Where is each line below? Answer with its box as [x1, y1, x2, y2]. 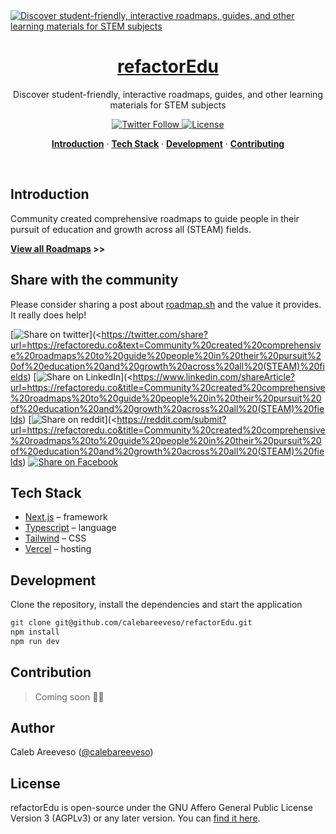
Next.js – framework [24, 511, 108, 523]
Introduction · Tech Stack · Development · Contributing [51, 137, 285, 149]
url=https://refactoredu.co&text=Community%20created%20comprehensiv [10, 339, 322, 351]
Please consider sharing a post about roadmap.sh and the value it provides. [10, 298, 322, 310]
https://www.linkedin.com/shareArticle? [132, 370, 296, 383]
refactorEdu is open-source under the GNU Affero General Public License [10, 802, 314, 814]
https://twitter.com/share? [101, 328, 208, 340]
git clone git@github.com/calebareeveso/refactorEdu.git [10, 618, 253, 628]
